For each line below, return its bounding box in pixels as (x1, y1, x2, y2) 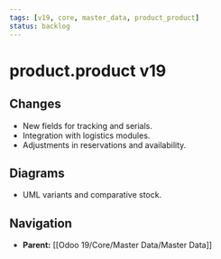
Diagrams (9, 165, 65, 180)
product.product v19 (9, 60, 167, 81)
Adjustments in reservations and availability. (22, 139, 187, 150)
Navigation (9, 216, 72, 231)
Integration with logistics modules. (22, 130, 151, 141)
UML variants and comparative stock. (22, 190, 162, 200)
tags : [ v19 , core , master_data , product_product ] (9, 13, 200, 23)
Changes (9, 97, 61, 112)
